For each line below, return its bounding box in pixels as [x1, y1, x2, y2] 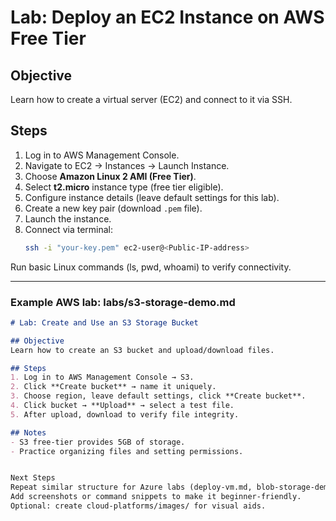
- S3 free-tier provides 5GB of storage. [10, 437, 186, 447]
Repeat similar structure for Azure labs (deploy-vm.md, [10, 482, 253, 493]
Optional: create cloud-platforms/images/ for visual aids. [10, 501, 267, 511]
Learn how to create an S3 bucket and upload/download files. [10, 345, 275, 355]
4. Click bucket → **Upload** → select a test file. [10, 401, 235, 411]
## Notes [10, 427, 47, 438]
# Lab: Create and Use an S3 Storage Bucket [10, 317, 199, 328]
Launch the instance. [24, 212, 112, 225]
